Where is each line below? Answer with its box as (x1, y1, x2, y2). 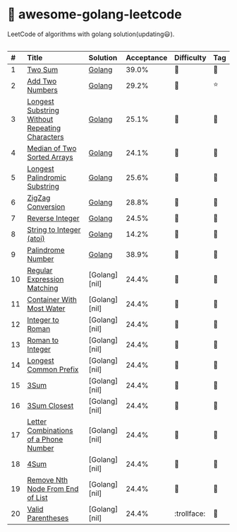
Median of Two (27, 143, 77, 153)
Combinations (27, 425, 73, 435)
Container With (27, 294, 78, 304)
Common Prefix (27, 364, 79, 374)
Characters (27, 132, 64, 141)
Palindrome (27, 245, 65, 255)
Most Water (27, 303, 66, 313)
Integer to (27, 315, 60, 325)
